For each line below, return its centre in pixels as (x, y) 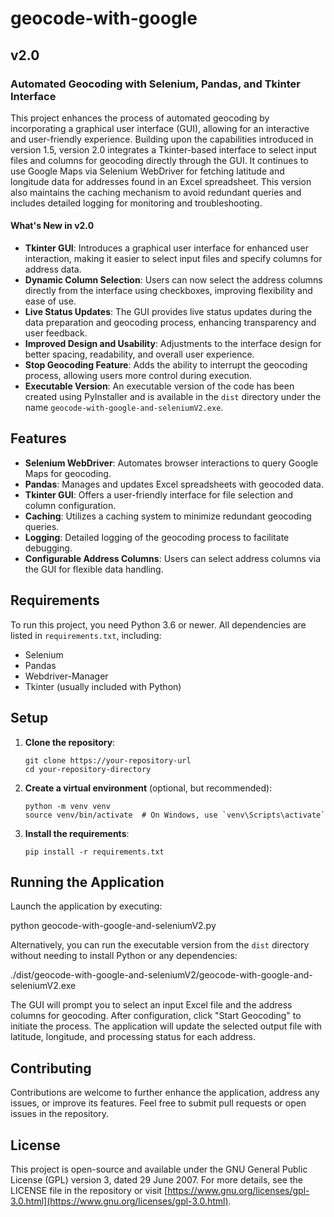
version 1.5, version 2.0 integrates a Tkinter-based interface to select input (163, 149)
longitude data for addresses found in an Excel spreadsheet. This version (161, 181)
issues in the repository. (60, 1114)
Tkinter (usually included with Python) (103, 686)
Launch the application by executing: (86, 906)
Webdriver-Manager (66, 676)
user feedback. (56, 333)
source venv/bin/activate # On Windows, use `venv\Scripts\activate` (175, 815)
